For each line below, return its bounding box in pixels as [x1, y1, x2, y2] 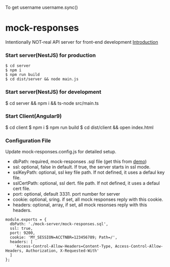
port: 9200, [10, 230, 36, 236]
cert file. [12, 185, 31, 192]
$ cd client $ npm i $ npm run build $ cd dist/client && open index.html [5, 124, 154, 130]
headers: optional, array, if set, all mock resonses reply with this [12, 202, 147, 208]
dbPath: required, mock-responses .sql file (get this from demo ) [12, 158, 147, 165]
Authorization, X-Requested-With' [26, 248, 100, 254]
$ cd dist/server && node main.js [5, 76, 79, 82]
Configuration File [5, 137, 51, 144]
